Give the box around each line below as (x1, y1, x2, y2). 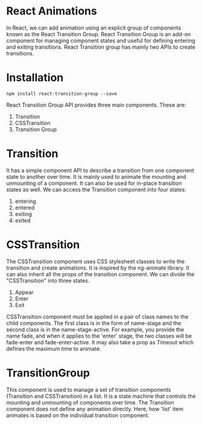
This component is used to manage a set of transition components (6, 386, 171, 393)
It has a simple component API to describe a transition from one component (6, 167, 194, 174)
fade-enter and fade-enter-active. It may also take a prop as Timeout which (6, 338, 194, 346)
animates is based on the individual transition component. (6, 411, 150, 419)
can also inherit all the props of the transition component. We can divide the (6, 270, 195, 278)
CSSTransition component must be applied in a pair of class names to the (6, 313, 189, 320)
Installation (6, 71, 64, 85)
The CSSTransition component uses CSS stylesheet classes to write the (6, 258, 185, 265)
